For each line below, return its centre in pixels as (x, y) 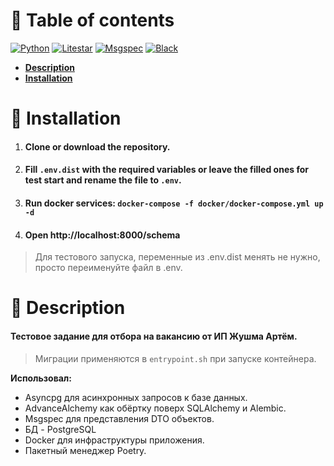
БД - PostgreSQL (60, 429)
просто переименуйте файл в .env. (108, 268)
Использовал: (41, 378)
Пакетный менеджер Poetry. (85, 450)
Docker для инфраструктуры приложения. (114, 440)
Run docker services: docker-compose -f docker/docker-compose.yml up (174, 203)
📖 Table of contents (92, 20)
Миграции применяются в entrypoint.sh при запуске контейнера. (175, 358)
